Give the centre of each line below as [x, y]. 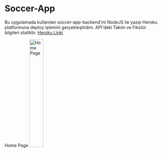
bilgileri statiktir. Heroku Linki [34, 32]
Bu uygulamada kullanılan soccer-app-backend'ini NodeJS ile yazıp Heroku [81, 22]
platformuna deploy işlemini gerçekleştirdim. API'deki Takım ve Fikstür [76, 27]
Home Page [16, 145]
